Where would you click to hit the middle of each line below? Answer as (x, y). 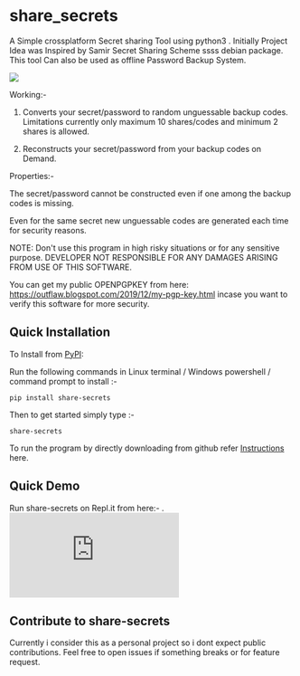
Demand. (39, 158)
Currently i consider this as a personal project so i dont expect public (138, 643)
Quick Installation (60, 333)
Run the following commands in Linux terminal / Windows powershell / (140, 371)
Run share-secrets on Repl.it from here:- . (87, 508)
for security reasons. (48, 230)
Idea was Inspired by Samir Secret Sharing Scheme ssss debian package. (146, 50)
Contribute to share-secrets (90, 621)
